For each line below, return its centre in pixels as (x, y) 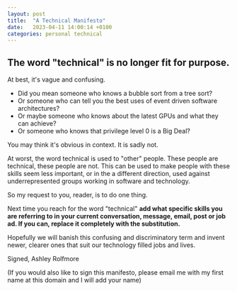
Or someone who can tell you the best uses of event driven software (117, 101)
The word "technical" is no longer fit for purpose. (118, 62)
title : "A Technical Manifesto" (57, 21)
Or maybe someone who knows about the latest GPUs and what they (118, 116)
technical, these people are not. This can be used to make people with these (118, 166)
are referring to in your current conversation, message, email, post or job (117, 216)
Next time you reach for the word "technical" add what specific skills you (115, 209)
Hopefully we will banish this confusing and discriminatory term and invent (116, 238)
